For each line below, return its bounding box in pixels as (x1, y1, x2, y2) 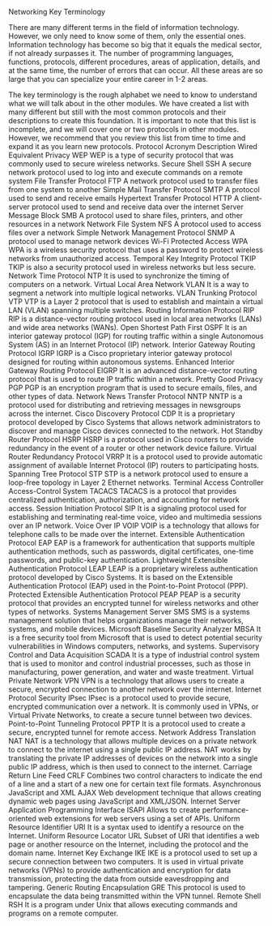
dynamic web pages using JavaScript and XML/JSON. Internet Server (8, 796, 241, 806)
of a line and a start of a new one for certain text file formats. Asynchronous (8, 779, 261, 789)
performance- (202, 805, 249, 814)
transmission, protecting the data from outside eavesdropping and (8, 874, 229, 883)
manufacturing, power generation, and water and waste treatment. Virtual (8, 667, 254, 676)
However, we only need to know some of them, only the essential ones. (8, 32, 246, 41)
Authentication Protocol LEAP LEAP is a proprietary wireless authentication (8, 564, 258, 573)
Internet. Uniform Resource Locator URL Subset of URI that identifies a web (8, 831, 260, 840)
